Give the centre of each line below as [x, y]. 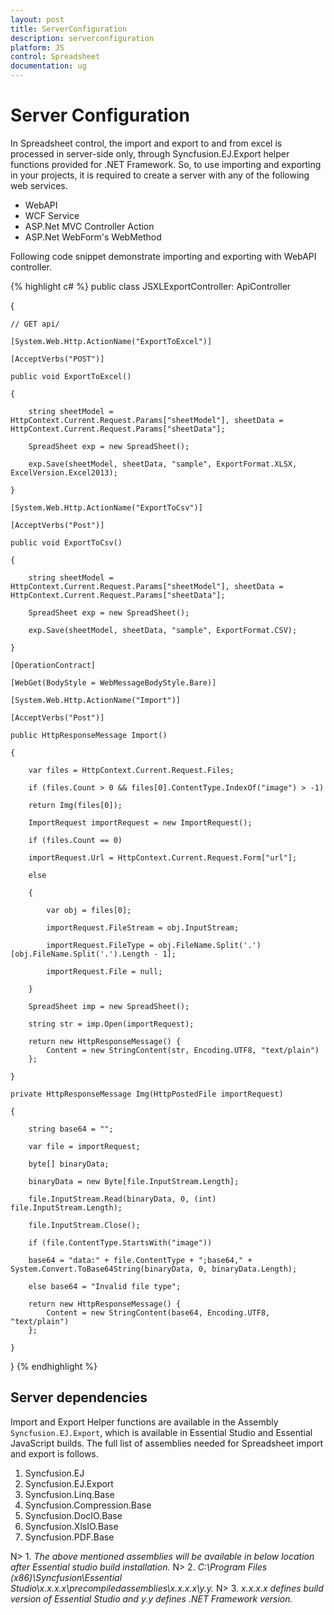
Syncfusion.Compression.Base [88, 1505]
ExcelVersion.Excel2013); [64, 472]
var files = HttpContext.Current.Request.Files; [131, 770]
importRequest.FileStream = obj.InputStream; [143, 927]
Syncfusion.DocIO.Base [73, 1515]
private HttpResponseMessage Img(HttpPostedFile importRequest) [147, 1094]
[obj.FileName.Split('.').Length [80, 954]
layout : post [37, 19]
